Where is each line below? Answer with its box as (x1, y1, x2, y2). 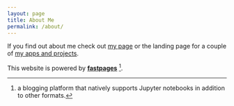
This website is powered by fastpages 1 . (7, 63, 123, 73)
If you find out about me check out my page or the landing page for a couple (7, 42, 227, 51)
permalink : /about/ (7, 23, 64, 30)
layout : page (7, 10, 45, 17)
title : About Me (7, 17, 54, 24)
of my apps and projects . (7, 49, 79, 58)
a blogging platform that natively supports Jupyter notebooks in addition (17, 84, 225, 92)
